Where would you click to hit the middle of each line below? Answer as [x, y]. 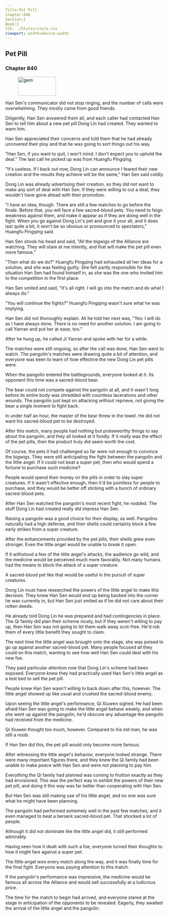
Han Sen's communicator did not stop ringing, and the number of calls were [84, 103]
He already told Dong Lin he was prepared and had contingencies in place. [83, 616]
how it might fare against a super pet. [44, 852]
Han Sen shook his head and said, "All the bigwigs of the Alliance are [77, 241]
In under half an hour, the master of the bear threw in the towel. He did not [83, 415]
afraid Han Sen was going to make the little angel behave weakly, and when [84, 709]
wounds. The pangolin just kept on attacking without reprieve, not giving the [85, 400]
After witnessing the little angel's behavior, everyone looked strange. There [83, 754]
